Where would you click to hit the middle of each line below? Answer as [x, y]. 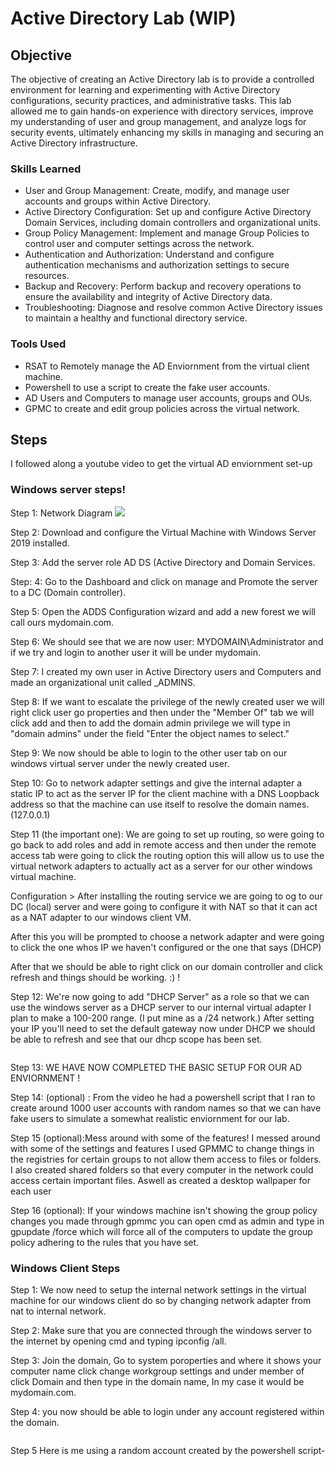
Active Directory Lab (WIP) [123, 18]
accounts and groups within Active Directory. [118, 201]
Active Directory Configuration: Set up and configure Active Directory [168, 212]
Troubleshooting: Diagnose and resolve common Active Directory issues [173, 308]
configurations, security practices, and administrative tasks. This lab [151, 100]
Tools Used [38, 344]
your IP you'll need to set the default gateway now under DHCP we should [163, 1028]
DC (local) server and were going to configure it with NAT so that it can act [164, 906]
